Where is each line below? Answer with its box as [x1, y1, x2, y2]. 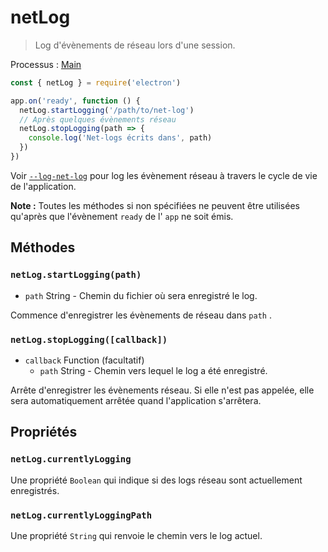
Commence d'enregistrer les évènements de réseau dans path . [10, 309, 272, 321]
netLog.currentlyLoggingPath [10, 509, 153, 521]
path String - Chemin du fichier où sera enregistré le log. [24, 289, 258, 301]
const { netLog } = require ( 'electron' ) [10, 77, 182, 88]
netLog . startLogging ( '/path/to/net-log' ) [19, 105, 195, 115]
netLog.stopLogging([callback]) [10, 334, 168, 345]
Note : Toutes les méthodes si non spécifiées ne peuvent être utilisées [10, 199, 300, 211]
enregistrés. [10, 484, 60, 496]
